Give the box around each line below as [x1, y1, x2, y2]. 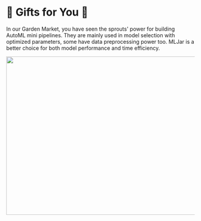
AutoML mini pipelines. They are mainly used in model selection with [6, 31, 175, 38]
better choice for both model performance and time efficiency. [6, 44, 160, 52]
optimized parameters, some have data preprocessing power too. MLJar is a [6, 38, 194, 45]
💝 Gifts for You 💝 [6, 5, 89, 19]
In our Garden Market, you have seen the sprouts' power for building [6, 25, 175, 32]
